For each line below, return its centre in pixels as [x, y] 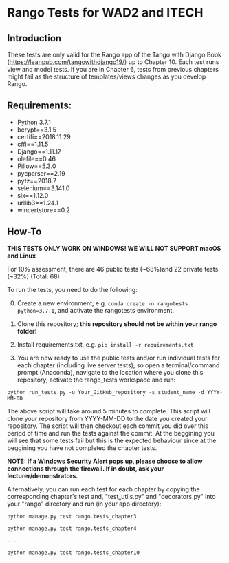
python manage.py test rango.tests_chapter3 [72, 516]
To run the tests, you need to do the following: [72, 289]
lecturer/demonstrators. [43, 475]
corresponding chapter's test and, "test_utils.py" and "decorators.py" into [111, 496]
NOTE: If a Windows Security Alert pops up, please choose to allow [105, 461]
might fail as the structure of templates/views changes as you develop [107, 76]
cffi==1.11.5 [33, 144]
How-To [24, 232]
